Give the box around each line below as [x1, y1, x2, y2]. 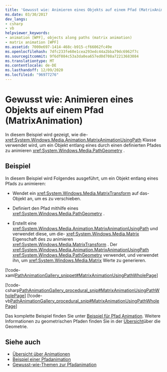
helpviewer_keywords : [5, 30, 50, 35]
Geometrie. [5, 323, 28, 330]
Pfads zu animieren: [5, 180, 46, 186]
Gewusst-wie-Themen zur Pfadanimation [12, 362, 97, 368]
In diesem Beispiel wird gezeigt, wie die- [5, 131, 88, 137]
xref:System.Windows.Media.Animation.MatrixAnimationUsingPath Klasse [5, 137, 157, 143]
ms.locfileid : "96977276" [5, 72, 59, 77]
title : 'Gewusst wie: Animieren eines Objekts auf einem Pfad [5, 7, 137, 12]
